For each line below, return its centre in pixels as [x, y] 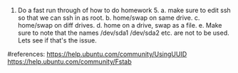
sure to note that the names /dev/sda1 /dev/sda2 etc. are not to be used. [123, 33]
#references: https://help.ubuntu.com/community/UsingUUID [97, 54]
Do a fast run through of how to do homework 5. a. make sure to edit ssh [124, 10]
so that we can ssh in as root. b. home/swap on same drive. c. [109, 18]
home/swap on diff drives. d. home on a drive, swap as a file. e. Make [120, 25]
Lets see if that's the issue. [57, 40]
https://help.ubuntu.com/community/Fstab [69, 62]
